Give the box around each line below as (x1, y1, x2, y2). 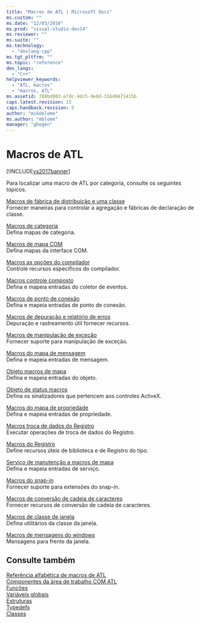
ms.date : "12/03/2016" (6, 20, 64, 26)
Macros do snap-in (6, 477, 54, 484)
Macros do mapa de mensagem (6, 350, 86, 357)
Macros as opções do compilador (6, 259, 90, 266)
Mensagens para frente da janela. (6, 538, 90, 545)
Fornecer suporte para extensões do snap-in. (6, 483, 120, 491)
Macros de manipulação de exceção (6, 331, 97, 339)
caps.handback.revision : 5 (6, 104, 75, 111)
